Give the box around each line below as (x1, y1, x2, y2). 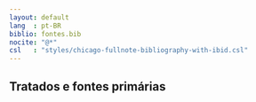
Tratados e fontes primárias (9, 79, 166, 94)
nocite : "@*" (9, 37, 58, 47)
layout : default (9, 12, 69, 22)
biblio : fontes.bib (9, 29, 82, 38)
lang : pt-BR (9, 21, 62, 30)
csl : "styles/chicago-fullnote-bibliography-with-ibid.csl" (9, 46, 249, 55)
